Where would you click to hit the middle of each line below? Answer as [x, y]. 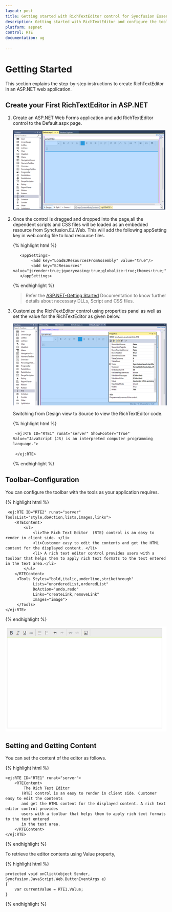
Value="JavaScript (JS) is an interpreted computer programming [83, 439]
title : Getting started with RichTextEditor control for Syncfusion [80, 16]
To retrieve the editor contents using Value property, [60, 854]
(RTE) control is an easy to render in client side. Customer [89, 793]
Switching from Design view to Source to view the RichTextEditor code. [88, 414]
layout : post [19, 11]
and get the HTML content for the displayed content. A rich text [94, 804]
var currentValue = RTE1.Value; [49, 889]
